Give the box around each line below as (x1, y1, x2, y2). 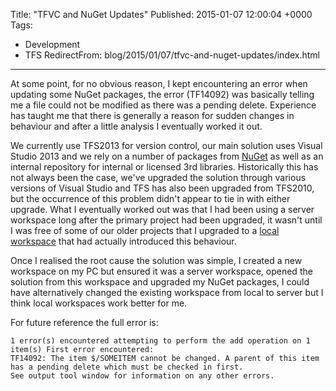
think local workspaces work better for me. (10, 297, 188, 309)
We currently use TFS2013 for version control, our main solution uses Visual (10, 140, 323, 151)
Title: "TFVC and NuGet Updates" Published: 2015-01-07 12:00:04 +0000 (10, 9, 313, 20)
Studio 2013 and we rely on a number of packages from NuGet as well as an (10, 150, 324, 162)
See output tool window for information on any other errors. (10, 371, 275, 381)
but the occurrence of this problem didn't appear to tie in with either (10, 193, 291, 204)
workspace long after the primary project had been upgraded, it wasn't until (10, 214, 323, 226)
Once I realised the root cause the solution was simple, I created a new (10, 255, 303, 266)
